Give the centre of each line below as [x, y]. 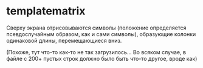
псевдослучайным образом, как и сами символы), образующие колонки [101, 34]
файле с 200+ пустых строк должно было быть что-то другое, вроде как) [102, 58]
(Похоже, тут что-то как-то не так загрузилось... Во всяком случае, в [96, 52]
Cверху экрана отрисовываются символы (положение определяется [96, 28]
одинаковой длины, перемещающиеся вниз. [64, 40]
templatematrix [46, 11]
